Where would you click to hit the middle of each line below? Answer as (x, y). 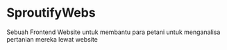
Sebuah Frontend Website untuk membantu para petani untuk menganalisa (113, 32)
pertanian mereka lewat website (52, 39)
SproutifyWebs (51, 13)
